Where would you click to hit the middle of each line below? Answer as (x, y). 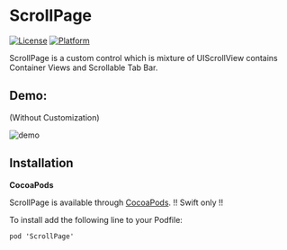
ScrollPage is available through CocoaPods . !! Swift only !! (117, 202)
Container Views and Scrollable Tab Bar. (84, 67)
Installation (41, 163)
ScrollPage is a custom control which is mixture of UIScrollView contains (143, 58)
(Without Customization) (55, 117)
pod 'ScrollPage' (42, 236)
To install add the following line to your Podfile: (96, 219)
